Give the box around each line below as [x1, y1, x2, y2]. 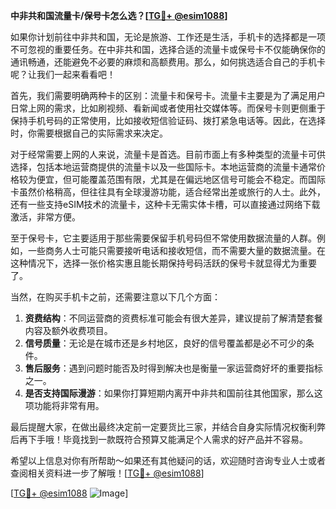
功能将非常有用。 [33, 400, 105, 411]
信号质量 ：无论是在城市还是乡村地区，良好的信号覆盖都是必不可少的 [24, 337, 306, 349]
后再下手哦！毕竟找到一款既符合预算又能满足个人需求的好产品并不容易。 [10, 434, 308, 445]
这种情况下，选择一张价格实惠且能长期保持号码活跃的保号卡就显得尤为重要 [10, 257, 317, 269]
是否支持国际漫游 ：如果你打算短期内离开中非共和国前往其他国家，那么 [24, 387, 315, 399]
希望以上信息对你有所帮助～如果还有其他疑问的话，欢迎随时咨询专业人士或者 [10, 455, 326, 466]
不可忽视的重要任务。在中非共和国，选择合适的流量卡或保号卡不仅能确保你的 [10, 44, 326, 55]
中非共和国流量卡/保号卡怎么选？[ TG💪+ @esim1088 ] [10, 10, 228, 21]
